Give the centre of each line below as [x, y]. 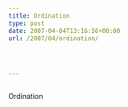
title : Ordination [39, 16]
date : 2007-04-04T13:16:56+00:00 [64, 31]
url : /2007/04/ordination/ [54, 38]
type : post [27, 23]
